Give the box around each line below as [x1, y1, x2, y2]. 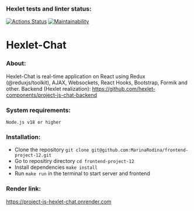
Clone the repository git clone [14, 146, 89, 154]
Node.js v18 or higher [6, 120, 61, 125]
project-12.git [14, 152, 52, 158]
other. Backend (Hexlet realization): [6, 85, 91, 92]
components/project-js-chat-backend [6, 91, 98, 98]
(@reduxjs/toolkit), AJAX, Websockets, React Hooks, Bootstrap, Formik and [6, 79, 188, 86]
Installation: [6, 133, 41, 141]
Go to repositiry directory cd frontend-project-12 [14, 158, 134, 165]
